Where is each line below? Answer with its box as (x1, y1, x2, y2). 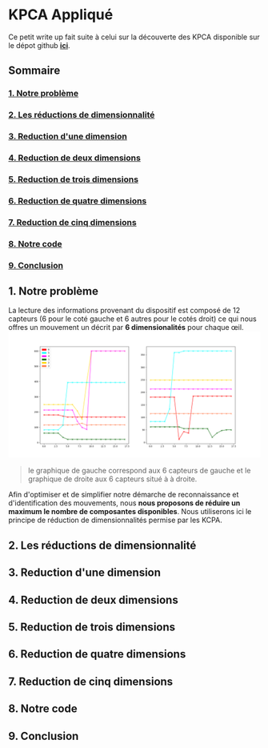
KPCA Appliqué (8, 6, 114, 24)
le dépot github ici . (8, 40, 70, 50)
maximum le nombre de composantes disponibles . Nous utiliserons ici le (8, 507, 252, 517)
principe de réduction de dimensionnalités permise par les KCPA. (8, 515, 222, 525)
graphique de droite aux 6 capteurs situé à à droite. (27, 474, 198, 484)
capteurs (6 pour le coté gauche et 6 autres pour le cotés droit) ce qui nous (8, 314, 258, 324)
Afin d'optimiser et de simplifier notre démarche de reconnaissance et (8, 490, 239, 500)
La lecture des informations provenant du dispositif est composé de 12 (8, 306, 241, 316)
